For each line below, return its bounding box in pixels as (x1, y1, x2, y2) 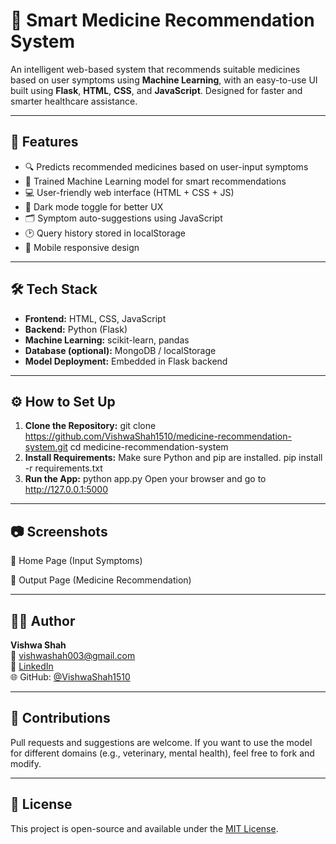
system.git (24, 441, 68, 453)
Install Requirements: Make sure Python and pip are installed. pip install (24, 452, 323, 464)
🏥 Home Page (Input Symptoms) (10, 555, 143, 567)
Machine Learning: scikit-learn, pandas (24, 334, 190, 346)
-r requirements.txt (24, 462, 103, 474)
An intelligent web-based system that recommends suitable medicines (10, 63, 301, 75)
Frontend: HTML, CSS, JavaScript (24, 312, 167, 324)
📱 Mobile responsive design (24, 241, 140, 253)
